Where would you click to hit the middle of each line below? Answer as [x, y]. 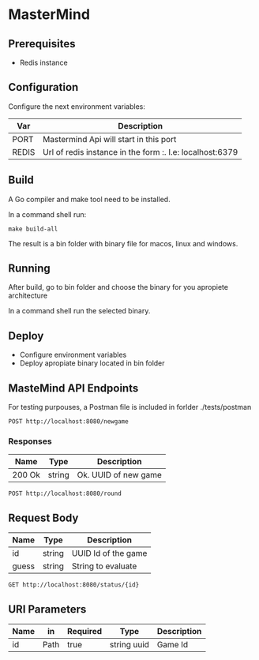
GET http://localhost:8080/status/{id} [74, 585]
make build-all [33, 229]
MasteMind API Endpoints [73, 388]
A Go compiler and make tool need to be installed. [90, 199]
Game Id [173, 644]
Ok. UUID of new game [119, 475]
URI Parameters [47, 609]
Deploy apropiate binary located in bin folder [92, 363]
